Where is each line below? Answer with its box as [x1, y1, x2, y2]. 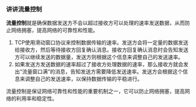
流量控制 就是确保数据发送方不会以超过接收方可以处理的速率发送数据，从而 [6, 19, 185, 27]
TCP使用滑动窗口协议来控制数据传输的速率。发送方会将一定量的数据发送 [14, 39, 188, 46]
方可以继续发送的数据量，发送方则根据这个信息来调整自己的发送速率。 [14, 53, 184, 60]
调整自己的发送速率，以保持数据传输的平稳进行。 [24, 76, 143, 83]
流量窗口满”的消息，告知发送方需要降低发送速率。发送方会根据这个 [22, 68, 183, 75]
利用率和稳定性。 [16, 95, 57, 102]
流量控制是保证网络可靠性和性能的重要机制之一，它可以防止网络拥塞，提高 [6, 88, 185, 95]
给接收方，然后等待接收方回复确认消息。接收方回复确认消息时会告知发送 [14, 47, 188, 53]
